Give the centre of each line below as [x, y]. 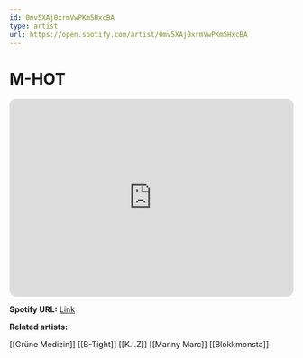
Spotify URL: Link [42, 309]
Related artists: [39, 327]
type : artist [34, 26]
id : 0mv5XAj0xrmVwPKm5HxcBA [62, 18]
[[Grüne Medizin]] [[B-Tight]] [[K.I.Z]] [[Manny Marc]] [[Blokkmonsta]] [139, 345]
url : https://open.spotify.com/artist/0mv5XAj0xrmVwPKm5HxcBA [129, 34]
